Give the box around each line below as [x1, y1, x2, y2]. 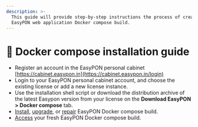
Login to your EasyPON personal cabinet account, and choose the [14, 77, 176, 84]
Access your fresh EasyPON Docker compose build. [14, 114, 141, 121]
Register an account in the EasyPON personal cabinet [14, 64, 145, 71]
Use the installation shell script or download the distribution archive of [14, 89, 185, 96]
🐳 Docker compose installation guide [6, 45, 190, 58]
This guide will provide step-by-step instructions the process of [11, 14, 181, 20]
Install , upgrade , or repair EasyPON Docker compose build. [14, 108, 159, 115]
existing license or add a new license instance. [14, 83, 128, 90]
